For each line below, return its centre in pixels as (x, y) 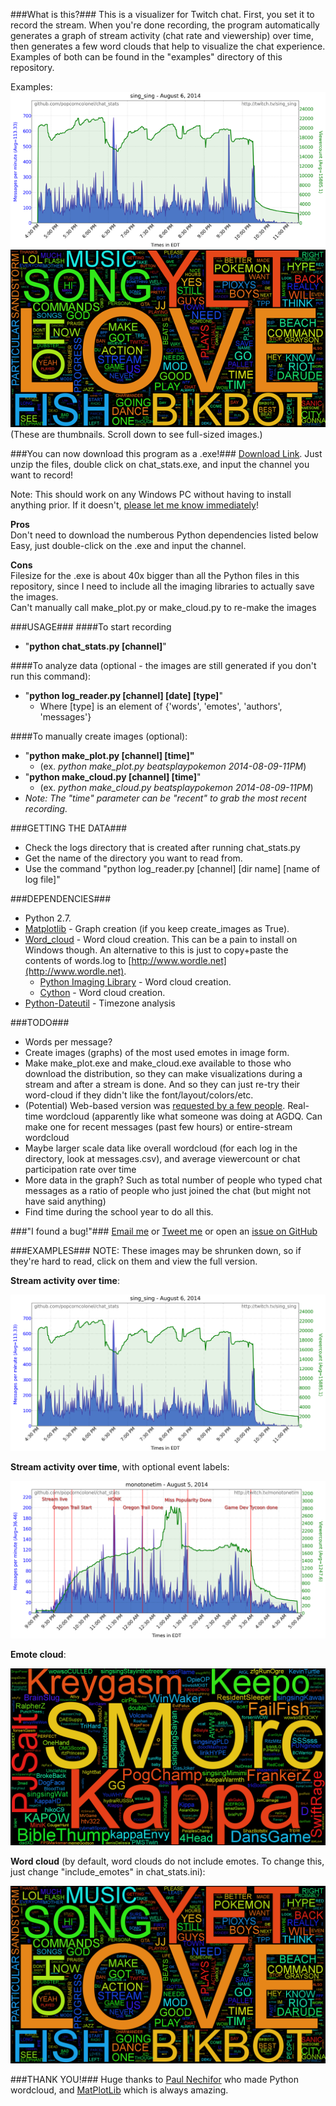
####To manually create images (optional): (99, 736)
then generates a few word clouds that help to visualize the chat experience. (168, 46)
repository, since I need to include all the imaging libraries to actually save (162, 586)
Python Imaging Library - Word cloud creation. (135, 982)
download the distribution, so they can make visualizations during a (163, 1074)
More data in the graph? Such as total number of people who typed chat (173, 1180)
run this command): (51, 676)
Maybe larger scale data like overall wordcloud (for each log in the (161, 1148)
